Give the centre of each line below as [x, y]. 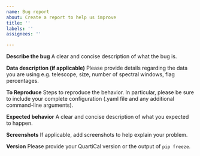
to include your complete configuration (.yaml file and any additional [90, 99]
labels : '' [20, 28]
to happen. [19, 123]
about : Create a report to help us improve [61, 17]
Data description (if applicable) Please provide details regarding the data [97, 68]
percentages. [22, 81]
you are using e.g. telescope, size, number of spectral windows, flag [90, 74]
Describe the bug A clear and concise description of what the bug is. [92, 56]
